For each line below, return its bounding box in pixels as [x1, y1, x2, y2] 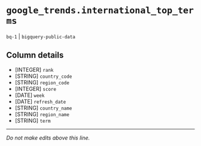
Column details [6, 50, 64, 60]
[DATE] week [14, 92, 45, 99]
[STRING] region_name [14, 110, 70, 118]
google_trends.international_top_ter [6, 5, 194, 16]
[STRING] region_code [14, 78, 70, 86]
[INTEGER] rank [14, 66, 54, 73]
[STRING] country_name [14, 104, 72, 111]
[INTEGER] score [14, 85, 57, 92]
